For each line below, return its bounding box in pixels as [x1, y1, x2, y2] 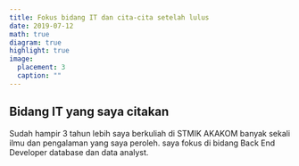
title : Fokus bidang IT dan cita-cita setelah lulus [9, 12, 210, 22]
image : [9, 54, 34, 63]
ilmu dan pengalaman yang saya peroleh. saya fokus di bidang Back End [9, 137, 276, 148]
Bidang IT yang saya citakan [9, 104, 170, 120]
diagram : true [9, 37, 62, 47]
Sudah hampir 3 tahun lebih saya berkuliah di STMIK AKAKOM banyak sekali [9, 128, 291, 138]
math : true [9, 29, 50, 38]
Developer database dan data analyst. [9, 146, 149, 157]
